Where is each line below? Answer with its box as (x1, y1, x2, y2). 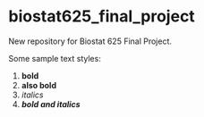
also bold (21, 79, 57, 90)
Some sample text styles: (8, 53, 102, 63)
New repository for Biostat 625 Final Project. (8, 36, 172, 46)
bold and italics (21, 98, 81, 109)
